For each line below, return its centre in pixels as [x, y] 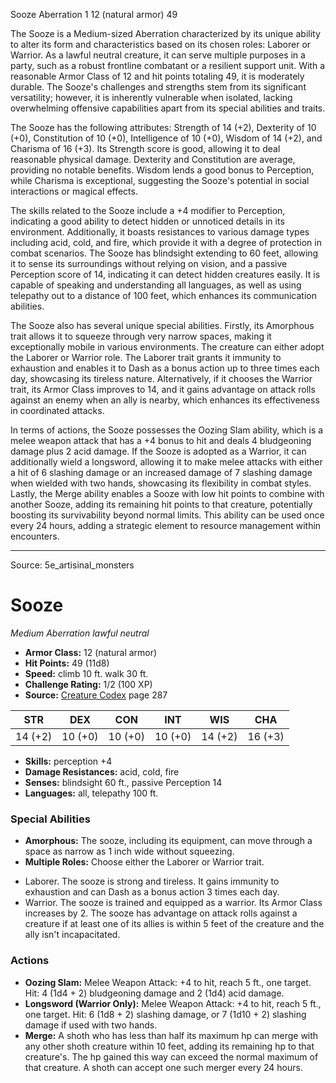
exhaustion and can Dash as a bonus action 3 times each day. [152, 892]
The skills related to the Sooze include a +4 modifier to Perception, [148, 210]
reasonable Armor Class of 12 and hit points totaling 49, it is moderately [157, 76]
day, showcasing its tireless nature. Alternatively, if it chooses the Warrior [161, 378]
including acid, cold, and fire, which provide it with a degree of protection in [166, 242]
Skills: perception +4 [68, 761]
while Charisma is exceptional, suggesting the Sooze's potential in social [160, 180]
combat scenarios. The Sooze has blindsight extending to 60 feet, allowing [164, 253]
